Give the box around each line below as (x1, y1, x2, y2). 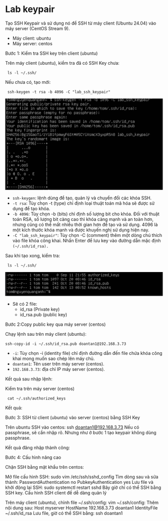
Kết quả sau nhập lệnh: (5, 376, 52, 382)
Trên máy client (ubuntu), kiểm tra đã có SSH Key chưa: (5, 60, 120, 66)
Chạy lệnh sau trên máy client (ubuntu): (5, 331, 86, 337)
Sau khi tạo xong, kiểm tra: (5, 252, 60, 259)
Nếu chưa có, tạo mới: (5, 79, 51, 85)
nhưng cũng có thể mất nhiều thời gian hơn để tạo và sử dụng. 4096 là (12, 222, 158, 228)
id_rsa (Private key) (19, 306, 60, 312)
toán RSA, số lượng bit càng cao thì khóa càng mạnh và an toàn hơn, (12, 216, 154, 222)
